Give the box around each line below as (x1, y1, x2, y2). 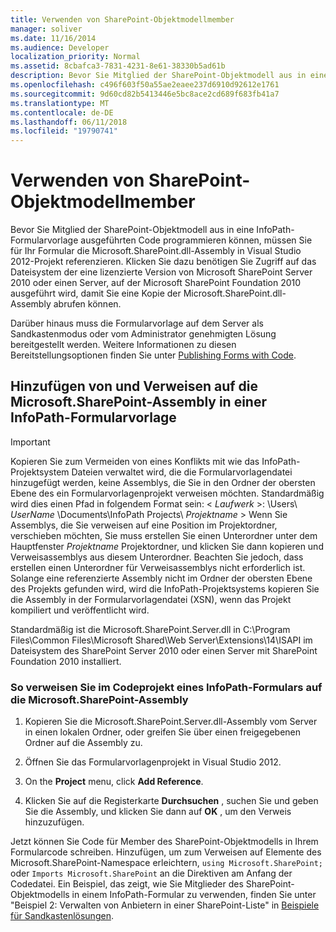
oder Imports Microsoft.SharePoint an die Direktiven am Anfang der (10, 867, 293, 880)
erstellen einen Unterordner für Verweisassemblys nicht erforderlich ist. (10, 561, 306, 573)
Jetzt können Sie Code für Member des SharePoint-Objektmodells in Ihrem (10, 836, 319, 848)
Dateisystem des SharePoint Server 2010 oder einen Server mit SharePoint (10, 644, 318, 656)
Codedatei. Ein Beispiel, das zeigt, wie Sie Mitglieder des (10, 878, 244, 890)
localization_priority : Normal (10, 52, 141, 62)
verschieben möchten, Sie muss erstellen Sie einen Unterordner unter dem (10, 529, 318, 541)
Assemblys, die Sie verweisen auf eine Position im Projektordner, (10, 519, 278, 531)
